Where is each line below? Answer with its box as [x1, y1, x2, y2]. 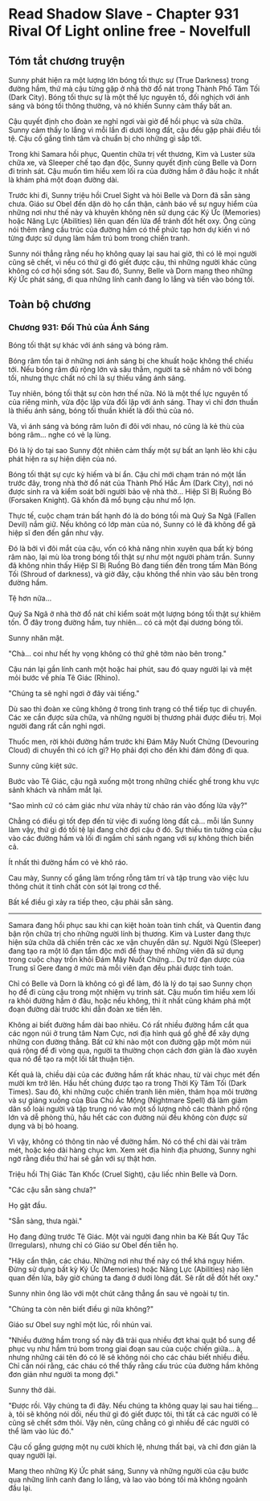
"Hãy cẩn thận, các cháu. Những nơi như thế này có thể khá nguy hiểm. [8, 1256, 245, 1265]
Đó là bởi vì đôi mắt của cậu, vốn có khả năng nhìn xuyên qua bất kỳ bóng [8, 543, 253, 553]
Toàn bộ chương [8, 298, 92, 311]
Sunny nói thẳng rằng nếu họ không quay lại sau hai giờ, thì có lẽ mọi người [8, 249, 257, 258]
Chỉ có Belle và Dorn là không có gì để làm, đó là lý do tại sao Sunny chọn [8, 979, 252, 988]
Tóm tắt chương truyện [8, 54, 125, 68]
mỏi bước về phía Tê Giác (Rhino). [8, 673, 121, 682]
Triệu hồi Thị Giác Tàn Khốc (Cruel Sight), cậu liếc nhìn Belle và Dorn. [8, 1169, 239, 1179]
